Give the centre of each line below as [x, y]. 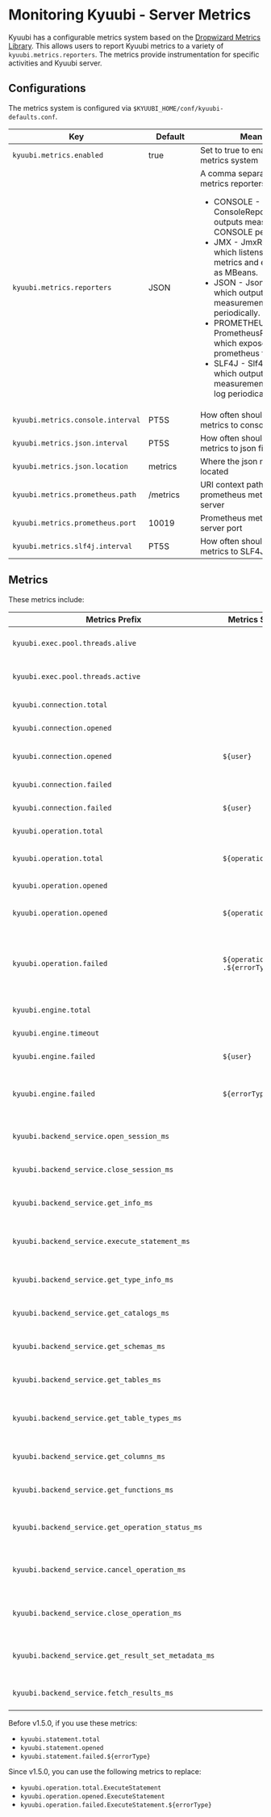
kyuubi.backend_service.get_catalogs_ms [91, 1313]
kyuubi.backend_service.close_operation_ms [97, 1613]
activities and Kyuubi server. [55, 63]
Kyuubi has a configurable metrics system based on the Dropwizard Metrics [134, 37]
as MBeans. [236, 272]
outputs [228, 221]
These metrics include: [46, 599]
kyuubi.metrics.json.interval [71, 443]
